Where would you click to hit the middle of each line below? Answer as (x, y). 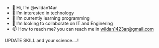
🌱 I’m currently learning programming (51, 18)
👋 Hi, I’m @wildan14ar (34, 8)
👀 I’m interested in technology (43, 13)
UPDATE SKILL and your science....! (42, 40)
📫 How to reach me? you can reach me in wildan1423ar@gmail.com (83, 29)
